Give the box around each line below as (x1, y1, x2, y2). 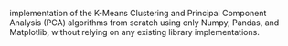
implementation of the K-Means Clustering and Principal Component (9, 8, 267, 18)
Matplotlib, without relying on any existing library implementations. (9, 27, 261, 37)
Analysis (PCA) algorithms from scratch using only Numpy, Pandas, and (9, 17, 280, 28)
